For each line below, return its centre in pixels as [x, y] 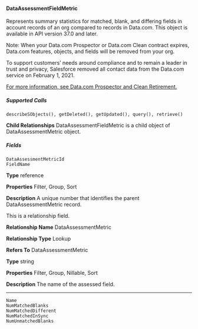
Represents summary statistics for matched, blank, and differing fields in [94, 21]
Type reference [25, 175]
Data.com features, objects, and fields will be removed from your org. [90, 51]
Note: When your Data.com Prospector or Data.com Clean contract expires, [98, 45]
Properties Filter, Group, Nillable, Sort [52, 273]
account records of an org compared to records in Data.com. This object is [97, 28]
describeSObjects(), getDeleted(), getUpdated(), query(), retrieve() [95, 115]
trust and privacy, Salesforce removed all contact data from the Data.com [95, 69]
